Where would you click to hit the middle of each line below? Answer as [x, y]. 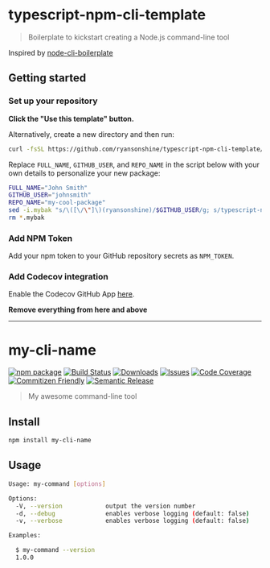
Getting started [47, 78]
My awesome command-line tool [82, 396]
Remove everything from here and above [78, 310]
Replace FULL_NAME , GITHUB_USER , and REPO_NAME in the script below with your [134, 164]
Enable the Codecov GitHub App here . [72, 294]
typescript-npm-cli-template [107, 15]
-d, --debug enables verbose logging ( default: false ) [133, 513]
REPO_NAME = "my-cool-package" [57, 203]
